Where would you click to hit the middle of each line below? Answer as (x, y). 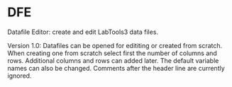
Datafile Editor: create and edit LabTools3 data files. (83, 32)
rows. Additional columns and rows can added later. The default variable (113, 60)
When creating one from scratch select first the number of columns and (112, 53)
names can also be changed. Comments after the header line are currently (116, 68)
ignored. (20, 76)
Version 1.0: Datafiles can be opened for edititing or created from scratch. (115, 45)
